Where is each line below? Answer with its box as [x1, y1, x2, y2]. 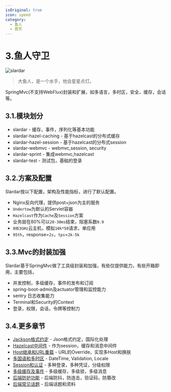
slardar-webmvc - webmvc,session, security [12, 145, 107, 151]
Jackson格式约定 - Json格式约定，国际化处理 [12, 336, 108, 342]
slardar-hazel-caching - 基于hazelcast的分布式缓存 [12, 133, 120, 139]
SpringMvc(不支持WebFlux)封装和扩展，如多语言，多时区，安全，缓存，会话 [5, 89, 166, 95]
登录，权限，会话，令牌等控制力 [12, 305, 80, 312]
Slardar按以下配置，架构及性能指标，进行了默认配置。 [5, 188, 119, 195]
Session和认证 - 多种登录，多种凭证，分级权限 [12, 362, 111, 368]
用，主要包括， [5, 269, 37, 275]
